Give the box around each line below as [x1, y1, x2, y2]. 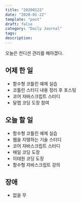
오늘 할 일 [5, 116, 33, 124]
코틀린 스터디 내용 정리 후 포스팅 [12, 87, 76, 93]
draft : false [5, 21, 33, 27]
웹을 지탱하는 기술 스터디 [12, 136, 62, 142]
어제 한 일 [5, 66, 33, 75]
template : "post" [5, 17, 42, 22]
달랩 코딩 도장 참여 [12, 99, 50, 106]
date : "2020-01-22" [5, 12, 47, 17]
